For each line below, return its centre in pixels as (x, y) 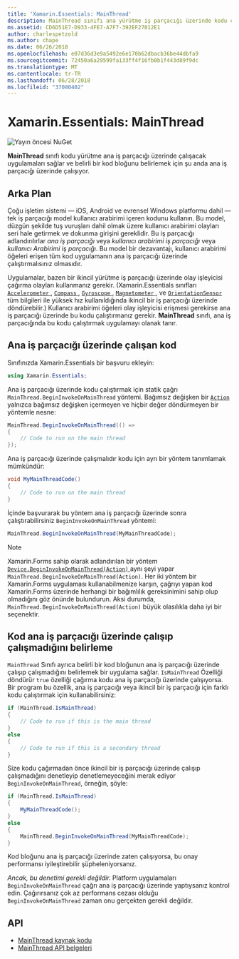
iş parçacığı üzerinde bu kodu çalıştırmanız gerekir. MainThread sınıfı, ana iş (119, 315)
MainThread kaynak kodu (55, 940)
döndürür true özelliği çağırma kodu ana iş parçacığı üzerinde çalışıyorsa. (115, 680)
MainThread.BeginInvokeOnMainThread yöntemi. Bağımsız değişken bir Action (118, 397)
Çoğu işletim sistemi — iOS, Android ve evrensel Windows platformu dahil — (119, 210)
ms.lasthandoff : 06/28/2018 (49, 80)
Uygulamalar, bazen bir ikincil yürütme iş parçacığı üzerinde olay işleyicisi (115, 278)
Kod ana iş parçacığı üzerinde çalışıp (90, 636)
